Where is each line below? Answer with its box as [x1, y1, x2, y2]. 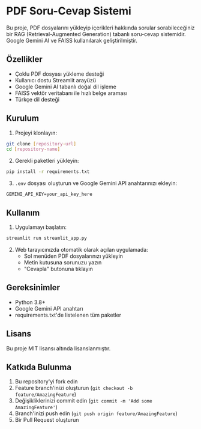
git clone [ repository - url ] [6, 141, 77, 147]
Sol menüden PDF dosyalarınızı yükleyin [23, 252, 123, 260]
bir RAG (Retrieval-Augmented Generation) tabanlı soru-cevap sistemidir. [6, 30, 186, 37]
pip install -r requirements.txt [6, 169, 90, 175]
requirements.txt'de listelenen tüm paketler [14, 311, 122, 318]
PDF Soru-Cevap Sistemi [6, 4, 132, 18]
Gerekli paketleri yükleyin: [14, 157, 79, 165]
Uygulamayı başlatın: [14, 224, 67, 231]
